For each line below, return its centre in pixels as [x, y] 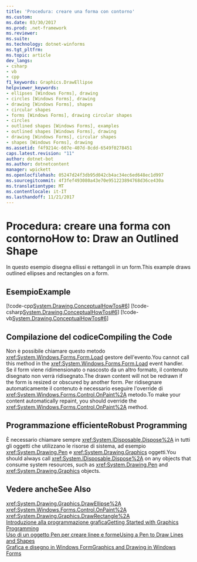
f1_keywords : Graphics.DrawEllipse [50, 83]
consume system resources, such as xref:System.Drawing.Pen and [87, 465]
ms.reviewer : [22, 33]
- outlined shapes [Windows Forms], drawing [61, 132]
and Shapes [21, 541]
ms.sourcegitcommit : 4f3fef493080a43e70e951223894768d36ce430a [85, 181]
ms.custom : [19, 17]
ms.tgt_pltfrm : [25, 50]
